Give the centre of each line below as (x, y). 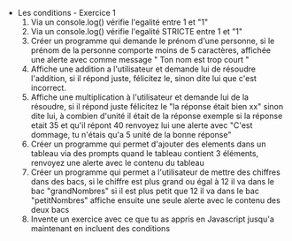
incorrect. (48, 88)
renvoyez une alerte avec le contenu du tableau (118, 163)
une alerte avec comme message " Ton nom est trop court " (140, 60)
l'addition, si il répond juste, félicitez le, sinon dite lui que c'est (143, 78)
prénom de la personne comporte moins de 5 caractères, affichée (151, 50)
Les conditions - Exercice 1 (67, 13)
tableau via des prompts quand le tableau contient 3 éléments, (145, 153)
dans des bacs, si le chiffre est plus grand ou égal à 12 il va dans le (153, 181)
